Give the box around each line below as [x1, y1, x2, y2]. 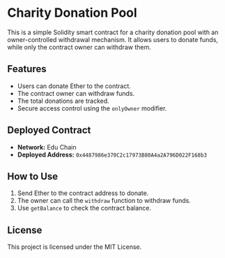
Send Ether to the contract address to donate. [17, 189, 149, 197]
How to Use [7, 170, 59, 182]
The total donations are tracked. [17, 96, 109, 105]
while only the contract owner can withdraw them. [7, 43, 151, 51]
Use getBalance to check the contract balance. [17, 204, 152, 213]
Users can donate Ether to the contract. [17, 82, 131, 90]
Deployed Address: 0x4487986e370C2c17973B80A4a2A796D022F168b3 [17, 150, 208, 159]
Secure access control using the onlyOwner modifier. [17, 103, 167, 113]
